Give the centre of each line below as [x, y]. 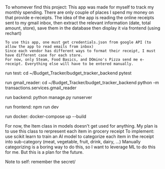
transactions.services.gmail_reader [41, 88]
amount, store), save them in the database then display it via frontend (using [83, 28]
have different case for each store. [44, 55]
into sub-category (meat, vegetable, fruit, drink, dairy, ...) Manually [73, 142]
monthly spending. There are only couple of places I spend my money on [80, 12]
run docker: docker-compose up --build [46, 116]
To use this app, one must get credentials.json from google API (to [78, 42]
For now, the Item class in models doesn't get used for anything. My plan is [82, 126]
